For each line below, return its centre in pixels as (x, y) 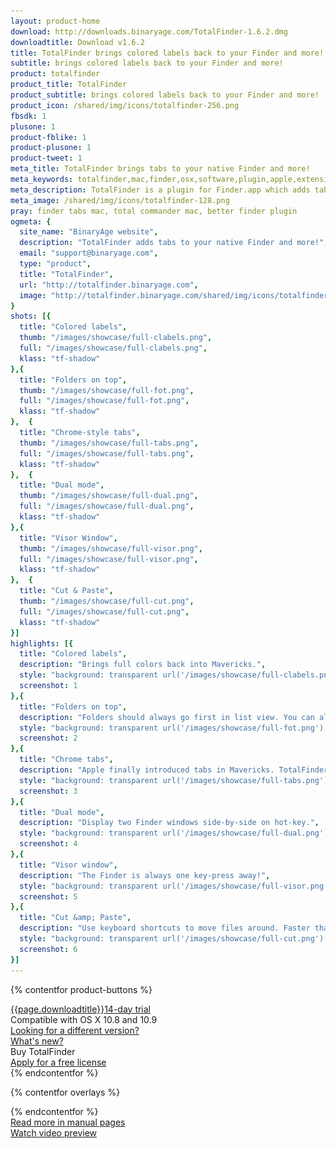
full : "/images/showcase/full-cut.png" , (104, 611)
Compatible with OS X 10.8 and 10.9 (84, 1019)
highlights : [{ (42, 643)
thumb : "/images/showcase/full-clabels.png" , (116, 338)
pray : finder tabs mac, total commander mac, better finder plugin (154, 211)
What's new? (37, 1041)
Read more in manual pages (68, 1122)
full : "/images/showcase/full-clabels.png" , (113, 348)
